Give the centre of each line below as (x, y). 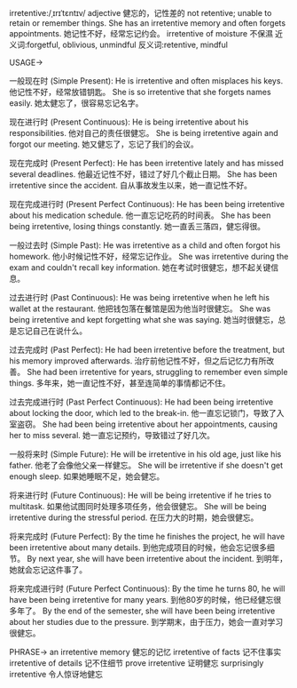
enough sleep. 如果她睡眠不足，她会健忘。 (87, 476)
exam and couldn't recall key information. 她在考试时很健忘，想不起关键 (140, 268)
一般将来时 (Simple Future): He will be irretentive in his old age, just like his (145, 454)
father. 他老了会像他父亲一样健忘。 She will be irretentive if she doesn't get (146, 465)
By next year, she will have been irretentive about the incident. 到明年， (157, 559)
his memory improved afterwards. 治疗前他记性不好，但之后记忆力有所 (138, 361)
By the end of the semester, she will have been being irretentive (159, 611)
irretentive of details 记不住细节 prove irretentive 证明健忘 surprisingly (137, 663)
